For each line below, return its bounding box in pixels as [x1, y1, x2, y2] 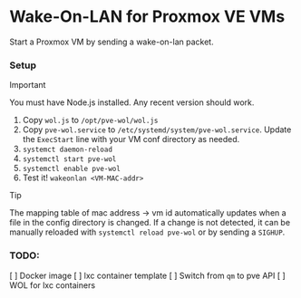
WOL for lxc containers [9, 279, 96, 291]
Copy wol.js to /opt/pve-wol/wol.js [22, 115, 159, 126]
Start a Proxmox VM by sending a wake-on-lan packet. [9, 36, 215, 47]
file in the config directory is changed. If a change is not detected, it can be [9, 217, 291, 228]
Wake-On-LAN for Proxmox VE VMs [9, 6, 286, 27]
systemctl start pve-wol [22, 155, 117, 164]
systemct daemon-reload [22, 145, 113, 155]
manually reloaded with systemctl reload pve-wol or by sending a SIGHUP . [9, 226, 286, 237]
